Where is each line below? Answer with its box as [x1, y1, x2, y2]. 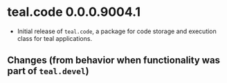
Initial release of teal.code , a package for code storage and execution [17, 27, 217, 35]
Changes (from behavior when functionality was [7, 55, 220, 66]
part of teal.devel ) [7, 65, 89, 77]
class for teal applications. [17, 34, 92, 42]
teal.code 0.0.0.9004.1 [7, 4, 140, 20]
